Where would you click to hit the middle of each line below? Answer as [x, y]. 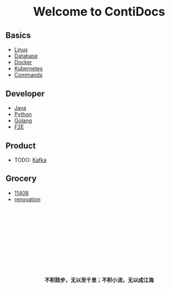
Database [26, 56]
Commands [28, 75]
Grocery [21, 179]
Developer [25, 94]
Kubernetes [28, 68]
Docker [23, 62]
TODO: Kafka [30, 160]
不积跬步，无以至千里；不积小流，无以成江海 [99, 279]
